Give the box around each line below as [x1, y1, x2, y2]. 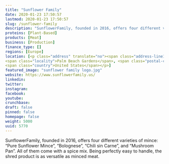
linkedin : [5, 77, 26, 82]
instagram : [5, 86, 28, 91]
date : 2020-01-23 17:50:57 [5, 12, 62, 17]
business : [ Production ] [5, 40, 55, 45]
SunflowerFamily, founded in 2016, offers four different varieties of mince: [5, 137, 158, 143]
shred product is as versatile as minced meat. [5, 153, 100, 159]
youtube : [5, 95, 24, 100]
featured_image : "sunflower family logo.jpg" [5, 68, 102, 73]
